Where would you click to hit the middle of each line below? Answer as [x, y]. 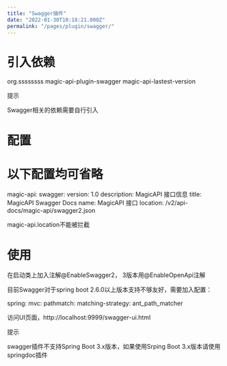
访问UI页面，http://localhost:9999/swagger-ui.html [79, 317]
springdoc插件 [27, 355]
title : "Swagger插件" [37, 13]
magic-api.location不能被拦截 [49, 225]
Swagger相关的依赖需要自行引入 [53, 110]
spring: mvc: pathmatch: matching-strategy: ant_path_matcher [95, 303]
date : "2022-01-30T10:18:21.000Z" [56, 20]
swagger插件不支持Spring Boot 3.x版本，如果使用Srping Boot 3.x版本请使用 [114, 347]
